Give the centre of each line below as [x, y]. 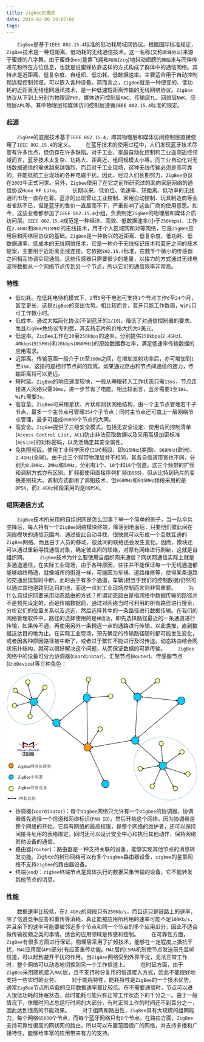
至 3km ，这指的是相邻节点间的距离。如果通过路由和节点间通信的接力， [102, 366]
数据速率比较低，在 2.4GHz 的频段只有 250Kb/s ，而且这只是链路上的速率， [107, 911]
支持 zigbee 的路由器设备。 [58, 864]
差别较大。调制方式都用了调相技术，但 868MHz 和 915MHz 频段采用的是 [103, 480]
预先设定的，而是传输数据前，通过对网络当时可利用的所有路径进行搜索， [107, 603]
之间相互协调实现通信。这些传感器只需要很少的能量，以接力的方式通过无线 [99, 258]
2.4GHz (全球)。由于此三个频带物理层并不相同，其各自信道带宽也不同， [102, 457]
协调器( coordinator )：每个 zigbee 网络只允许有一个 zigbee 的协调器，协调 [104, 811]
